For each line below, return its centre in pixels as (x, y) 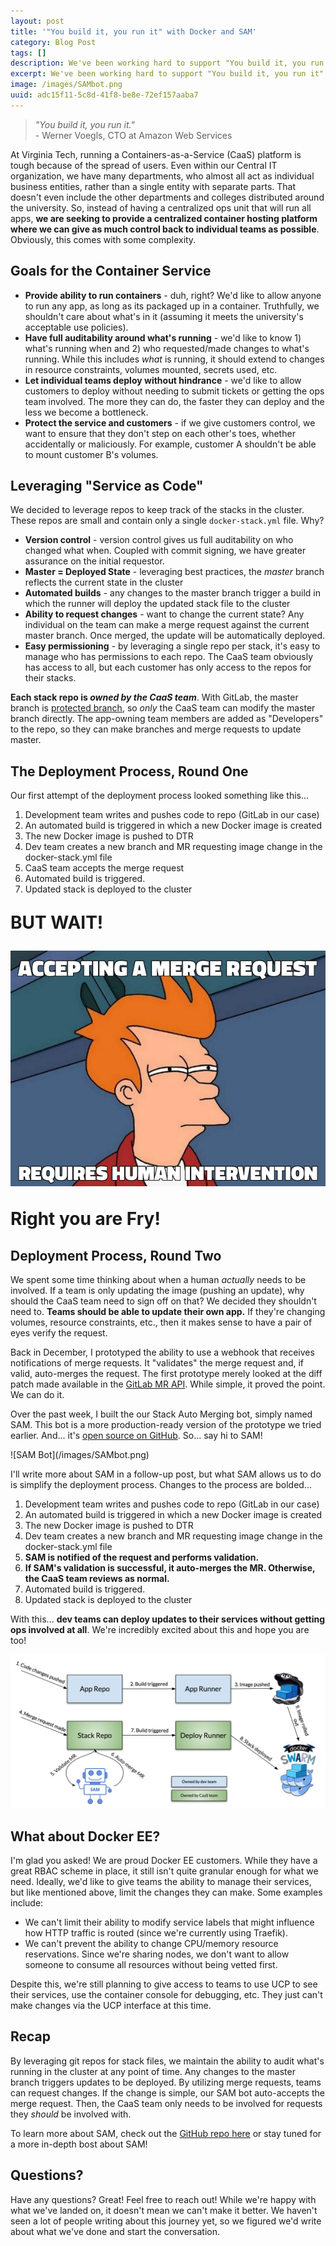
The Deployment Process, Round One (129, 771)
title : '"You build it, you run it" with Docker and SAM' (133, 31)
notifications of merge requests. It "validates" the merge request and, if (157, 1363)
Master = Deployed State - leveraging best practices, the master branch (174, 572)
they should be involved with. (71, 2114)
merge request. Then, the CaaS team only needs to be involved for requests (166, 2103)
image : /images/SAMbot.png (66, 85)
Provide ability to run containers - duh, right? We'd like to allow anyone (173, 295)
